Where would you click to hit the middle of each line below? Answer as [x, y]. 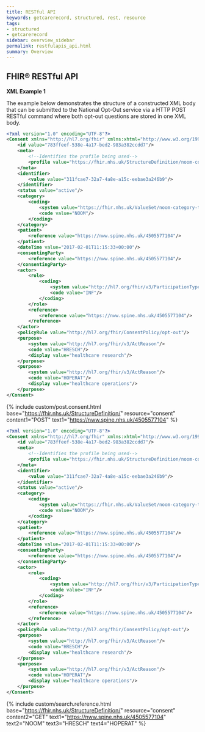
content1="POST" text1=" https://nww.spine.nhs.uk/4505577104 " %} [92, 420]
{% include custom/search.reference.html [59, 704]
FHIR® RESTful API [42, 77]
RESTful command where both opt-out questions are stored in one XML [96, 116]
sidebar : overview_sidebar [41, 40]
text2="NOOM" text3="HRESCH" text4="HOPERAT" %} [76, 723]
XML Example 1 [26, 91]
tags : [13, 23]
